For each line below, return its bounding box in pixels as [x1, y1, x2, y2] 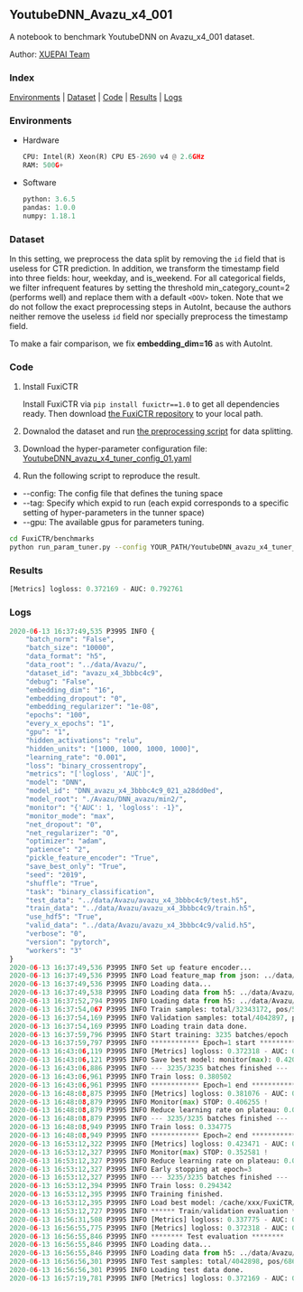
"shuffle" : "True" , [25, 879, 99, 888]
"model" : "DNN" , [25, 778, 87, 787]
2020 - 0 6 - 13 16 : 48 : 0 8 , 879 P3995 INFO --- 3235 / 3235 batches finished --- [9, 1114, 289, 1124]
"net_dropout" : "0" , [25, 820, 103, 829]
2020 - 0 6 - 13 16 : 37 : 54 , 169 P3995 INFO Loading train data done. [9, 1022, 248, 1031]
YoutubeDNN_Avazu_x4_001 [9, 7, 173, 23]
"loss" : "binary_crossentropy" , [25, 761, 147, 770]
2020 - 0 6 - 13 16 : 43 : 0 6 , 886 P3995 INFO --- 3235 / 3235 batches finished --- [9, 1064, 289, 1073]
